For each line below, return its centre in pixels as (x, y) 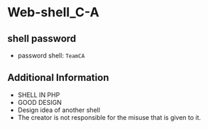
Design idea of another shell (59, 110)
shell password (42, 39)
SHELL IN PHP (39, 95)
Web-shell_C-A (53, 12)
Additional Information (58, 78)
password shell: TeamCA (51, 55)
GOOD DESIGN (39, 102)
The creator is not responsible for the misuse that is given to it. (109, 117)
